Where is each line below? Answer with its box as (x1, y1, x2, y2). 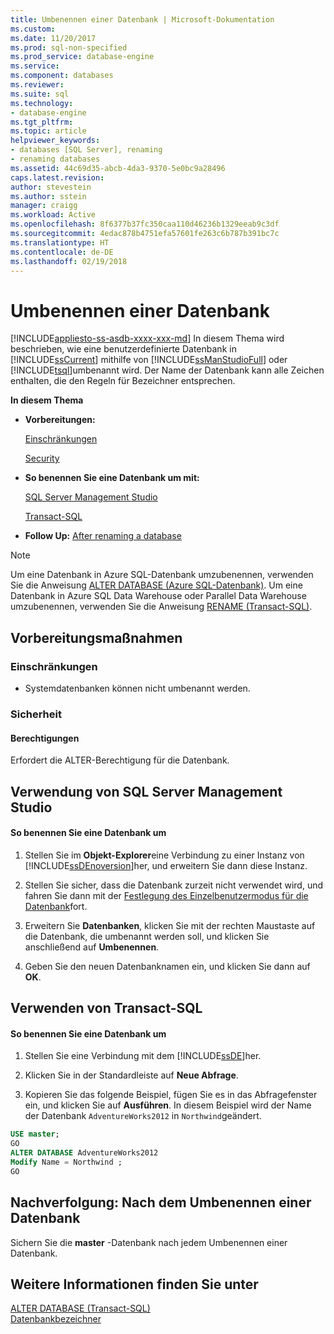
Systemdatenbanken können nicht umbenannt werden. (24, 682, 251, 694)
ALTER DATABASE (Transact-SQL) (10, 1302, 151, 1315)
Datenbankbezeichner (10, 1313, 102, 1325)
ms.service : (10, 61, 60, 71)
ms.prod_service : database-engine (10, 52, 155, 62)
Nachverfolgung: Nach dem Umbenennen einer (10, 1194, 312, 1211)
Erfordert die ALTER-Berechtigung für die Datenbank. (10, 754, 230, 766)
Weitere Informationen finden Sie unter (10, 1276, 259, 1293)
